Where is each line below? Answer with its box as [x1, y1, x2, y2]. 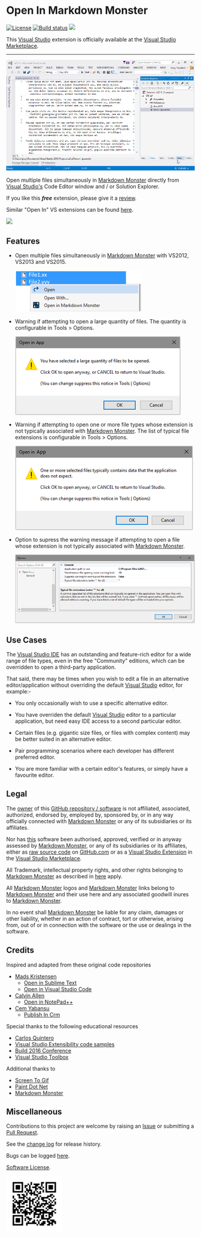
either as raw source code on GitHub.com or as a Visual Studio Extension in [6, 848, 193, 855]
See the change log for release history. [6, 1140, 102, 1148]
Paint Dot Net [14, 1083, 48, 1090]
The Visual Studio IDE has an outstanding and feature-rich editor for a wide [6, 651, 191, 658]
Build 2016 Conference [14, 1047, 72, 1054]
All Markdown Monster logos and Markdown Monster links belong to [6, 884, 175, 891]
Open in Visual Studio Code [23, 985, 92, 993]
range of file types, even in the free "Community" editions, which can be [6, 657, 185, 665]
